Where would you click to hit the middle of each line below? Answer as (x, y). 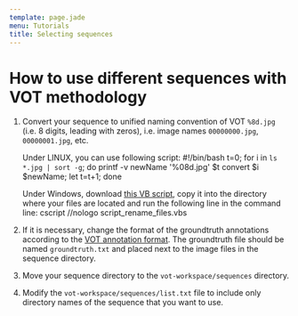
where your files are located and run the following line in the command (152, 203)
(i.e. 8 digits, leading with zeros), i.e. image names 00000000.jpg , (140, 131)
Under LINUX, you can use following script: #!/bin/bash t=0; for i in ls (149, 158)
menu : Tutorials (39, 26)
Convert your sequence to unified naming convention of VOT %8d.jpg (149, 122)
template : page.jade (48, 17)
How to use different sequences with (148, 78)
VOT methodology (78, 97)
